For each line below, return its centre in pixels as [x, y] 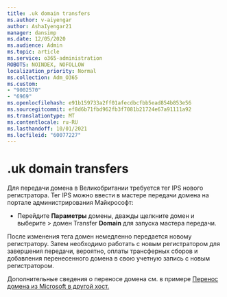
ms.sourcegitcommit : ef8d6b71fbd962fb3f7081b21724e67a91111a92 [99, 109]
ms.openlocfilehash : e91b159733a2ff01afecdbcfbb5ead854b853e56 [99, 103]
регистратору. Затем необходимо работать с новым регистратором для [114, 244]
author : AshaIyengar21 [39, 26]
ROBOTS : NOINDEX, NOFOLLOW [46, 65]
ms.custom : [23, 84]
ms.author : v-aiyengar [39, 20]
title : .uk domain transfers [49, 13]
